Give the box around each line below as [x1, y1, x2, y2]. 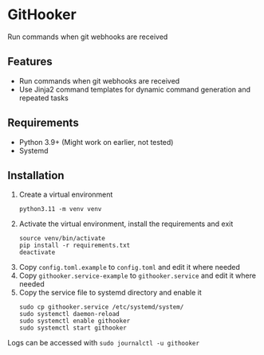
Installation [7, 169, 65, 182]
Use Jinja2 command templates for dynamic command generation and [18, 84, 251, 94]
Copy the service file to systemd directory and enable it [18, 288, 203, 298]
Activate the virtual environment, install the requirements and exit [18, 219, 234, 228]
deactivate [18, 248, 56, 256]
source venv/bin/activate [18, 235, 105, 243]
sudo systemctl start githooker [18, 324, 127, 332]
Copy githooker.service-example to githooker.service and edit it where [18, 271, 257, 280]
